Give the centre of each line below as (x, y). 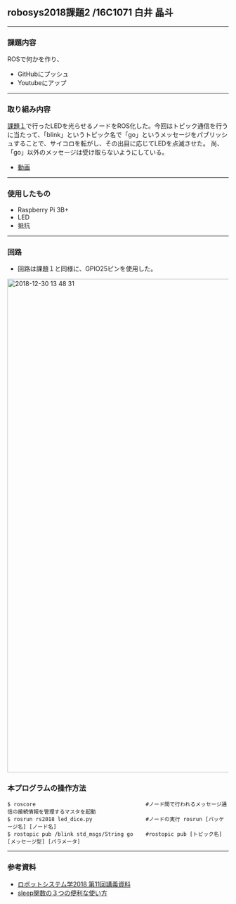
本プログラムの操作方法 (47, 788)
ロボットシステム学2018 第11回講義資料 (74, 884)
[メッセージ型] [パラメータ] (44, 842)
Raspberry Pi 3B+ (43, 209)
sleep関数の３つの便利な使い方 (62, 893)
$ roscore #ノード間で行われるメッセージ (114, 805)
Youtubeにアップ (42, 83)
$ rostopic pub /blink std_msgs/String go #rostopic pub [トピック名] (115, 834)
